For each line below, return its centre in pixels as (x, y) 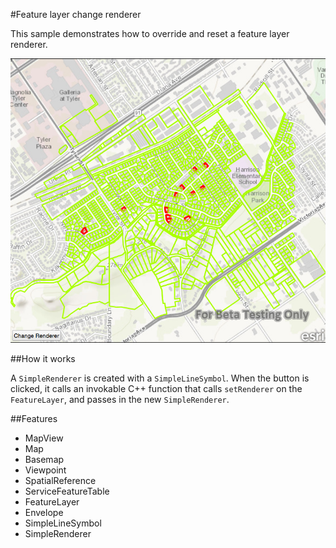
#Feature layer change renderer (76, 14)
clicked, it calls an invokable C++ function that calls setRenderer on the (156, 388)
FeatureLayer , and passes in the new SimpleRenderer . (120, 399)
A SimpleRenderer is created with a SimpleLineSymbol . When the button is (160, 378)
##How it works (43, 358)
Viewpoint (45, 470)
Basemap (44, 459)
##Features (34, 418)
